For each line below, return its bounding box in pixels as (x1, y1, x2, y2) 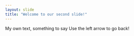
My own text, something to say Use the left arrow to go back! (5, 25, 130, 31)
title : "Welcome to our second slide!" (5, 12, 88, 17)
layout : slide (5, 7, 35, 12)
